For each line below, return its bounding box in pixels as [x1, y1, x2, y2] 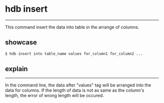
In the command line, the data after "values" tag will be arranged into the [5, 82, 151, 88]
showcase [5, 38, 38, 47]
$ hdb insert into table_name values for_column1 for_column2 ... [5, 51, 143, 56]
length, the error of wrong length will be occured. [5, 93, 104, 99]
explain [5, 65, 28, 73]
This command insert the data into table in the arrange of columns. [5, 24, 140, 30]
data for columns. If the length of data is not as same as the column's [5, 87, 144, 93]
